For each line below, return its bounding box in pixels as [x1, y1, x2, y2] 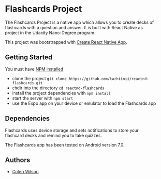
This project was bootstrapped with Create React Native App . [5, 39, 127, 45]
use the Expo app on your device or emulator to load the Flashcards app [12, 100, 156, 106]
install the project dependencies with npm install [12, 90, 111, 96]
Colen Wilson [12, 169, 39, 175]
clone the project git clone [12, 75, 67, 81]
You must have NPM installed [5, 66, 64, 72]
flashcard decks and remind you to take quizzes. [5, 132, 102, 138]
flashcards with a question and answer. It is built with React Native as [5, 24, 143, 30]
